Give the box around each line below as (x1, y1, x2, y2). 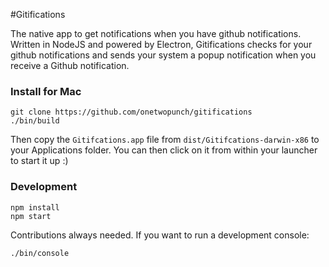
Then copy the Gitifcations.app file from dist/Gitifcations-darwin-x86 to (10, 134, 320, 146)
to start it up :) (10, 155, 69, 167)
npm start (10, 211, 52, 221)
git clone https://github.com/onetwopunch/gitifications (10, 107, 253, 118)
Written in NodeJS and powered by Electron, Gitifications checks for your (10, 39, 313, 50)
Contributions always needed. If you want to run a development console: (10, 229, 310, 241)
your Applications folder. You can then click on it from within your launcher (10, 144, 318, 156)
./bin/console (10, 248, 70, 258)
